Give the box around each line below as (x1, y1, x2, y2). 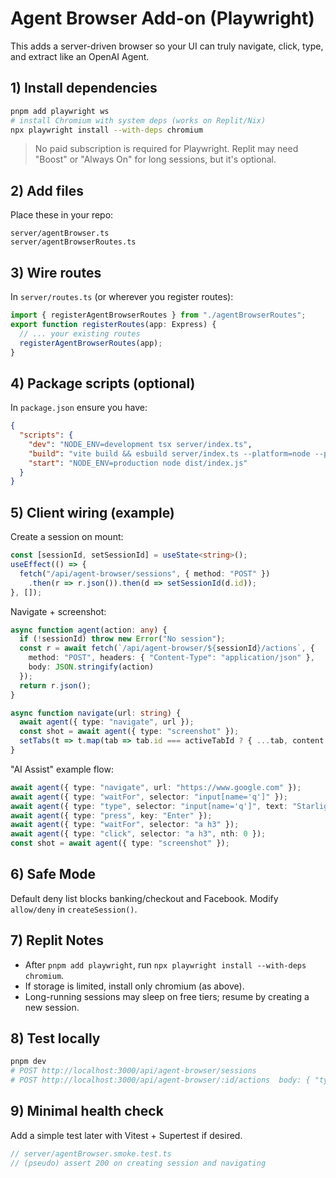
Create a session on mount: (10, 531, 124, 543)
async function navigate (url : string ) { (10, 708, 182, 718)
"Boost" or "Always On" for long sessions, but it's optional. (34, 153, 277, 166)
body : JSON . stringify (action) (28, 662, 155, 672)
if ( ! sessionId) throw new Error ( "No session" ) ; (19, 634, 226, 644)
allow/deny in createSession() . (10, 903, 138, 915)
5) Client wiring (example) (10, 504, 175, 521)
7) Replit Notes (10, 932, 105, 949)
